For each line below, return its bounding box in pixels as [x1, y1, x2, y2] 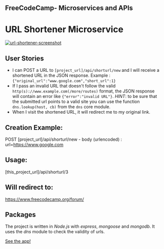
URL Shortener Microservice [5, 24, 124, 35]
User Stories [5, 54, 44, 62]
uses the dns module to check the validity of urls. [5, 229, 105, 235]
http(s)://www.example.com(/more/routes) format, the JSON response [12, 88, 155, 94]
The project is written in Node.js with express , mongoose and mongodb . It [5, 223, 155, 229]
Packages [5, 210, 36, 218]
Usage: [5, 156, 28, 164]
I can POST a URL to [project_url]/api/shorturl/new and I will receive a [12, 67, 160, 73]
